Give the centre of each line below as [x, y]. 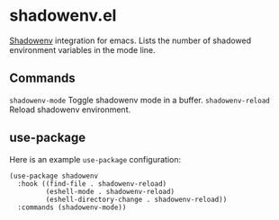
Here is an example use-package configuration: [95, 159]
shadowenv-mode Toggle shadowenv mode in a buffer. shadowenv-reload [139, 100]
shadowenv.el [63, 16]
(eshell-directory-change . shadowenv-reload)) [136, 199]
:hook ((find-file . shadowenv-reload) [92, 184]
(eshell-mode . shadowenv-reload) [110, 191]
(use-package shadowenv [54, 176]
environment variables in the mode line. [82, 49]
